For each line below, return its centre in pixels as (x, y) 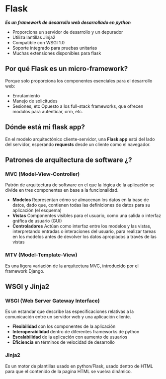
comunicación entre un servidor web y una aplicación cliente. (68, 317)
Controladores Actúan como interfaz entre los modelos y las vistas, (82, 226)
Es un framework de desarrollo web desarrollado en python (68, 22)
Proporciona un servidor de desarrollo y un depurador (68, 32)
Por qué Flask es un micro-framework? (67, 69)
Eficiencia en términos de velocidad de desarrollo (64, 342)
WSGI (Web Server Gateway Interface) (53, 301)
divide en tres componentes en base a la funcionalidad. (62, 190)
